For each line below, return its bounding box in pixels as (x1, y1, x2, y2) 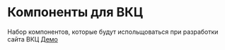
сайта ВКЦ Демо (7, 35, 59, 43)
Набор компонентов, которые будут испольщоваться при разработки (7, 27, 219, 36)
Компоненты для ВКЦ (7, 4, 144, 20)
